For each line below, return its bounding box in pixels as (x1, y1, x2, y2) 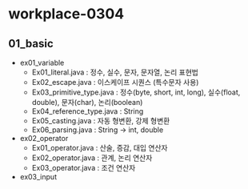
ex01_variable (19, 58, 65, 67)
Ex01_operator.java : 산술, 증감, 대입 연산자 (31, 143, 168, 152)
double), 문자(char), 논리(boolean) (31, 98, 143, 107)
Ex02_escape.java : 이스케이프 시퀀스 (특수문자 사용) (31, 78, 199, 86)
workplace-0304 (8, 5, 125, 23)
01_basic (8, 37, 54, 50)
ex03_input (19, 172, 58, 181)
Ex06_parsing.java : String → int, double (31, 125, 164, 135)
